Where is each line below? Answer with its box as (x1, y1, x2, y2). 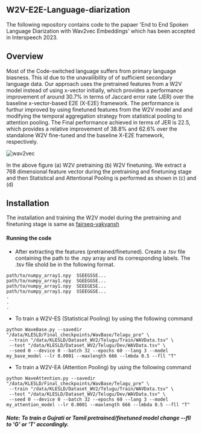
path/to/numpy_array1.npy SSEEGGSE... (6, 288, 107, 294)
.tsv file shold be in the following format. (14, 261, 115, 268)
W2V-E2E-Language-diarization (6, 5, 131, 15)
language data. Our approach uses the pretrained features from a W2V (6, 80, 182, 87)
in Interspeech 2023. (6, 33, 58, 41)
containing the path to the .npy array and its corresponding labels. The (14, 254, 191, 262)
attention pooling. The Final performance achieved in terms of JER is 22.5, (6, 118, 191, 126)
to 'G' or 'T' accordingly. (6, 421, 69, 428)
